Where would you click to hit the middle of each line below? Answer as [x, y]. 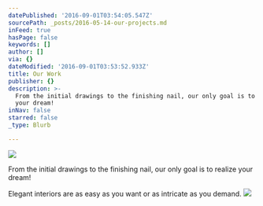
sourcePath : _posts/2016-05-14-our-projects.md [88, 23]
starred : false [33, 118]
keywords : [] [30, 45]
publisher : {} [31, 81]
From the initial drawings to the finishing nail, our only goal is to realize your [131, 169]
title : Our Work [35, 74]
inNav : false [30, 111]
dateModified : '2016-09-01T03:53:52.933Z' [79, 67]
